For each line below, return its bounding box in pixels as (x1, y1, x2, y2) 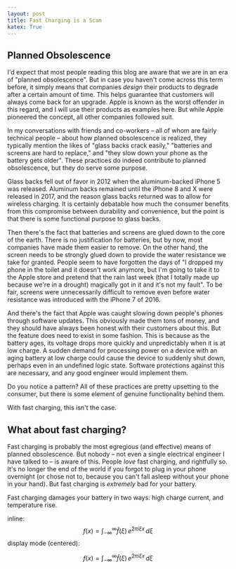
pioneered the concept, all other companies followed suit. (7, 113, 174, 122)
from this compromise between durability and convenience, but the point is (7, 207, 225, 216)
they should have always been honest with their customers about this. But (7, 324, 221, 332)
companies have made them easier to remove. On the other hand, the (7, 243, 209, 251)
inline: (7, 514, 25, 523)
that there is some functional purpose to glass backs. (7, 215, 162, 223)
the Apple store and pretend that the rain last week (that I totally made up (7, 273, 219, 282)
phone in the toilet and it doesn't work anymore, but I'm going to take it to (7, 266, 220, 274)
